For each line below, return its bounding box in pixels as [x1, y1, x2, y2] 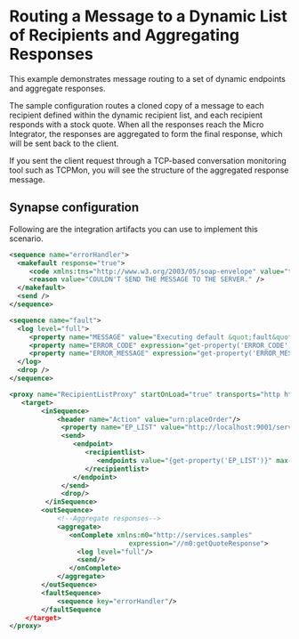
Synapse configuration [9, 200, 140, 215]
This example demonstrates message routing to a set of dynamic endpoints [9, 73, 287, 84]
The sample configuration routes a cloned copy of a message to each [9, 100, 264, 110]
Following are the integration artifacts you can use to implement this [9, 223, 258, 234]
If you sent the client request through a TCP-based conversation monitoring [9, 155, 287, 166]
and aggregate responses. [9, 83, 106, 93]
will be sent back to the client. [9, 138, 119, 149]
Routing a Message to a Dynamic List [9, 6, 287, 27]
